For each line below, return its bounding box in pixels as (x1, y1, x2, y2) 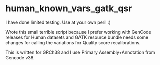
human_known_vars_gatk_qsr (5, 3, 132, 14)
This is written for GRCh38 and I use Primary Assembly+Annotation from (5, 49, 155, 55)
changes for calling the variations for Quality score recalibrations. (5, 39, 141, 45)
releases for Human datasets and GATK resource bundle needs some (5, 34, 149, 40)
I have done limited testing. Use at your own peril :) (5, 19, 111, 25)
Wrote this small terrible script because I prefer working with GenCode (5, 29, 152, 35)
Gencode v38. (5, 54, 35, 60)
